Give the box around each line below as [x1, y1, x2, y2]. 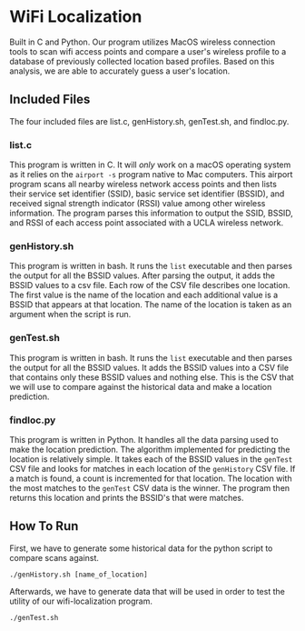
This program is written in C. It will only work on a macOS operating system [9, 159, 291, 170]
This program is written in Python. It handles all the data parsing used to [9, 434, 279, 445]
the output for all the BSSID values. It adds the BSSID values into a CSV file [9, 362, 289, 373]
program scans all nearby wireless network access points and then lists [9, 179, 277, 190]
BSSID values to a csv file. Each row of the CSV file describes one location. [9, 280, 290, 291]
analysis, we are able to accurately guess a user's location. [9, 65, 231, 76]
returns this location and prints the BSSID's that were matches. [9, 492, 244, 503]
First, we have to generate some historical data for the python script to [9, 543, 273, 554]
